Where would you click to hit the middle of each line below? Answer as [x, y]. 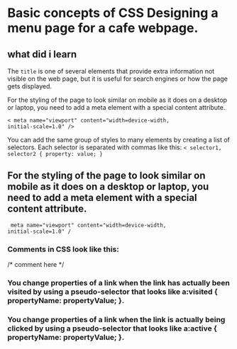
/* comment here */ [36, 265]
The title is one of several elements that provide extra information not [111, 71]
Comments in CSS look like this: [63, 249]
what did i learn [42, 54]
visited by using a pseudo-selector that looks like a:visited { [112, 292]
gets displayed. [29, 86]
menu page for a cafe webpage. [103, 28]
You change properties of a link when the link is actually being [116, 319]
